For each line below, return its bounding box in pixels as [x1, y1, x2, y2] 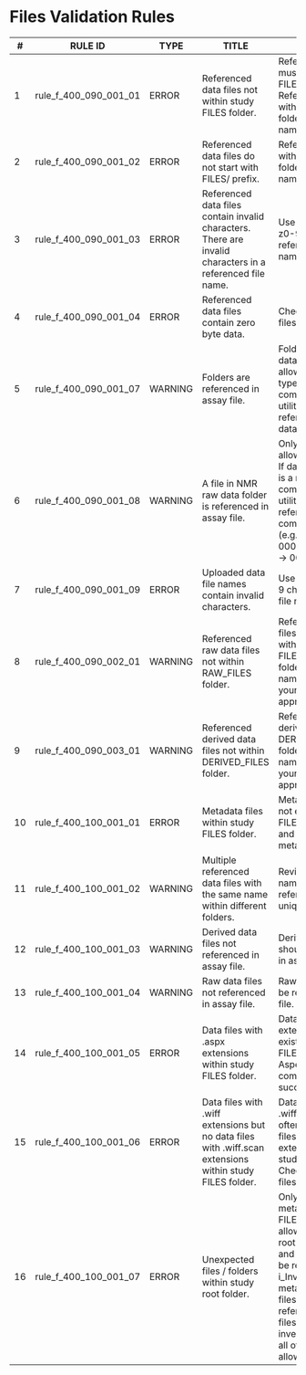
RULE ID [69, 39, 106, 52]
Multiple [201, 854, 237, 866]
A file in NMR [201, 477, 258, 489]
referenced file [201, 267, 266, 279]
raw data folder [201, 488, 268, 501]
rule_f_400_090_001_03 [35, 233, 141, 246]
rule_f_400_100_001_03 [35, 942, 141, 955]
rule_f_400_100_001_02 [35, 882, 141, 895]
